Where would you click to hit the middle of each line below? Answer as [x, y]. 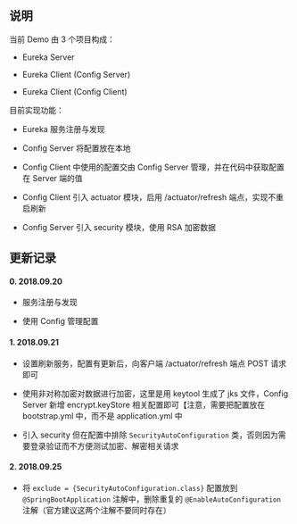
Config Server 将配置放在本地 [76, 148]
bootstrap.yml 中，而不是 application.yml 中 [102, 416]
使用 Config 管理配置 [60, 321]
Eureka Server [48, 57]
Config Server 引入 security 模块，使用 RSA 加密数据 [119, 227]
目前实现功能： [37, 110]
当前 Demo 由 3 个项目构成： [62, 39]
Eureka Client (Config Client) [74, 91]
